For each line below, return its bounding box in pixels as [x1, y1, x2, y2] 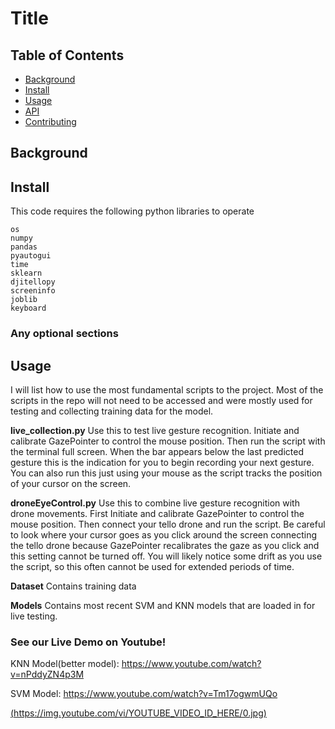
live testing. [10, 610, 58, 622]
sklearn [10, 268, 43, 279]
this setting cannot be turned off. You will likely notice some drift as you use [10, 550, 323, 562]
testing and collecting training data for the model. [10, 405, 214, 417]
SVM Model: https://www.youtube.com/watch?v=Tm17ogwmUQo [10, 688, 278, 700]
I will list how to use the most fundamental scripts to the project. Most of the [10, 383, 324, 396]
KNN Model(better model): [10, 658, 120, 670]
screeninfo [10, 286, 56, 296]
